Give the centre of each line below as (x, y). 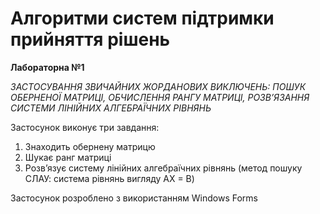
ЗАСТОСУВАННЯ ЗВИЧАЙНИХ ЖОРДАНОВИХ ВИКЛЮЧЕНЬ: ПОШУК (158, 86)
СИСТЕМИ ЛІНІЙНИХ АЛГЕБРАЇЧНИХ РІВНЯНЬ (111, 108)
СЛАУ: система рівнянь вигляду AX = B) (109, 178)
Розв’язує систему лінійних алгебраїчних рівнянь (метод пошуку (163, 168)
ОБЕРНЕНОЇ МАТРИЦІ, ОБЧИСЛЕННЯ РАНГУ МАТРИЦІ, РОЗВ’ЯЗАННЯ (160, 97)
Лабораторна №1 (47, 67)
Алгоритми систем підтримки (142, 18)
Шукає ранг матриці (68, 157)
